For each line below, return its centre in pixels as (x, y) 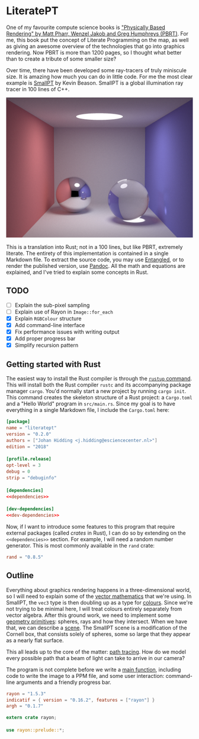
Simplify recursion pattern (46, 345)
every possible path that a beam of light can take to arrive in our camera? (96, 658)
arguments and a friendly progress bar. (64, 682)
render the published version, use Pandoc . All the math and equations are (96, 265)
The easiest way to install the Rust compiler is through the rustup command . (99, 378)
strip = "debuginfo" (32, 478)
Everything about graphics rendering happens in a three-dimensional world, (99, 590)
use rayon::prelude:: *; (36, 730)
